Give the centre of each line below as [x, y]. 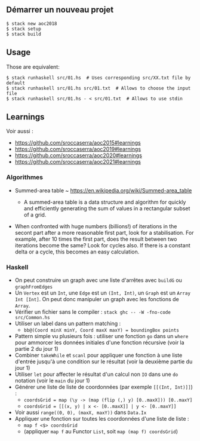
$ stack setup [24, 29]
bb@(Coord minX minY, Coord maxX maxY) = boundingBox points [101, 330]
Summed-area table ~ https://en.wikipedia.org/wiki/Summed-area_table [103, 190]
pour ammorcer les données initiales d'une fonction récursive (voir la [99, 342]
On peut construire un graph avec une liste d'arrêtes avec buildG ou [98, 280]
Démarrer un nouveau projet [60, 10]
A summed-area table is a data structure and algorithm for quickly [105, 202]
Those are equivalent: [33, 67]
